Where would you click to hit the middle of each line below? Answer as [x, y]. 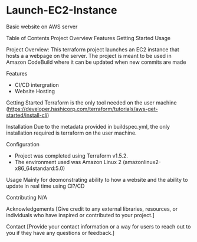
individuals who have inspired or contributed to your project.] [80, 215]
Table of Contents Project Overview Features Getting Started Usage [88, 38]
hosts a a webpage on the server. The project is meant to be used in [89, 55]
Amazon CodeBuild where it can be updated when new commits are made [96, 62]
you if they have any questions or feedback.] [60, 233]
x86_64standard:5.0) [40, 168]
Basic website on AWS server [42, 27]
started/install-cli [27, 115]
